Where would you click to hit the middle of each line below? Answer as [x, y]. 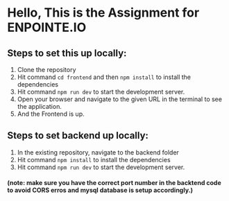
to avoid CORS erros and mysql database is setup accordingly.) [100, 190]
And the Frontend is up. [51, 114]
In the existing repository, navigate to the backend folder [98, 152]
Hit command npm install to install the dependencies [94, 159]
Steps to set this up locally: [67, 53]
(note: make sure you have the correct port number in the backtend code [114, 183]
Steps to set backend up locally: [78, 136]
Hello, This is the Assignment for [103, 13]
